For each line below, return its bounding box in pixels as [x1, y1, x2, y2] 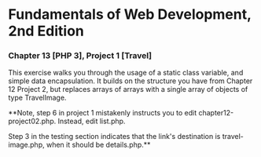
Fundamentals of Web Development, [8, 5, 252, 24]
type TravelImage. [8, 93, 67, 103]
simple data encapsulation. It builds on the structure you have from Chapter [8, 76, 253, 86]
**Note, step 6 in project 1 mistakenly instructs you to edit [8, 108, 197, 118]
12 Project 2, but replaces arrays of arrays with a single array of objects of [8, 85, 248, 94]
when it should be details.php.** [46, 140, 151, 150]
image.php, [8, 140, 45, 150]
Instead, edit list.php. [57, 116, 126, 126]
